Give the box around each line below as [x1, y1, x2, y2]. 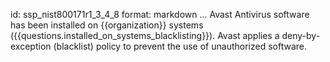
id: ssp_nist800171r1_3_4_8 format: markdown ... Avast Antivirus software [10, 9, 310, 20]
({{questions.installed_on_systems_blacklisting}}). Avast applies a [10, 30, 280, 41]
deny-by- [281, 30, 321, 41]
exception [10, 40, 52, 52]
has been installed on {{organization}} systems [10, 19, 204, 31]
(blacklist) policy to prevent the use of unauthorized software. [53, 40, 307, 52]
